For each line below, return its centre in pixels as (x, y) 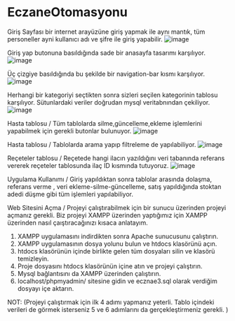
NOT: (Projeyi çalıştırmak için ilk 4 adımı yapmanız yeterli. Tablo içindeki (111, 302)
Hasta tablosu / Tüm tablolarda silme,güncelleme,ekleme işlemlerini (105, 123)
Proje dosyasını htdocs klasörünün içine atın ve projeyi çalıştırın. (110, 266)
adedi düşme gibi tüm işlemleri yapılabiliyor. (70, 194)
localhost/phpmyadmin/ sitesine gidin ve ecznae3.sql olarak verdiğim (117, 281)
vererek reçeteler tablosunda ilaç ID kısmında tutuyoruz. (88, 165)
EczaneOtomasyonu (67, 12)
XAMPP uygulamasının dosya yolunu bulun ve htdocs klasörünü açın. (117, 244)
